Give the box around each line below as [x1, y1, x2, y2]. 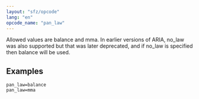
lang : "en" [6, 14, 33, 20]
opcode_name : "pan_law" [6, 20, 65, 26]
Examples [6, 66, 43, 76]
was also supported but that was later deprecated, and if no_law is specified [6, 42, 193, 49]
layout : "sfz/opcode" [6, 8, 60, 15]
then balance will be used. [6, 49, 71, 56]
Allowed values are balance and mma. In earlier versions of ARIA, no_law [6, 36, 184, 44]
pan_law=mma [6, 87, 36, 93]
